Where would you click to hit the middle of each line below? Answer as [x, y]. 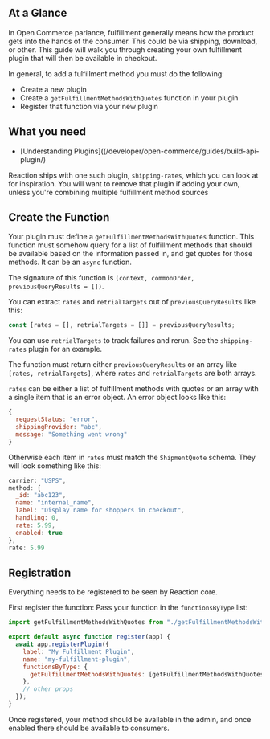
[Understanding [46, 151]
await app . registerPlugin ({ [63, 644]
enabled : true [39, 533]
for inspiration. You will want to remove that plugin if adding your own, [124, 183]
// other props [48, 689]
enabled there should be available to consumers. [89, 728]
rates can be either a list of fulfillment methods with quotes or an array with [133, 389]
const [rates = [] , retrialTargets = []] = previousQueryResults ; [122, 325]
